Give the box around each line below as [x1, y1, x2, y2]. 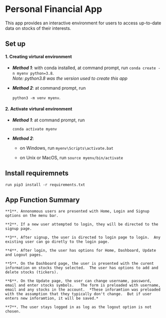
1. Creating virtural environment [5, 53, 72, 59]
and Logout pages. [5, 252, 43, 257]
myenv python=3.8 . [17, 70, 54, 76]
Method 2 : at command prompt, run [12, 85, 86, 91]
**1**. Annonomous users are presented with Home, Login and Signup [5, 209, 150, 214]
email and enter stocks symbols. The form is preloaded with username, [5, 283, 161, 288]
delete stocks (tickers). [5, 270, 58, 275]
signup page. [5, 226, 32, 231]
